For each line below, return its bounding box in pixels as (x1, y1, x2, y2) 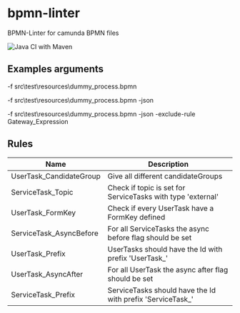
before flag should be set (107, 232, 192, 242)
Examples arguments (7, 63, 104, 76)
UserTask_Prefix (11, 248, 66, 258)
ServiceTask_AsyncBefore (11, 228, 99, 238)
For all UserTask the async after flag (107, 265, 229, 274)
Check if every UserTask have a (107, 203, 214, 213)
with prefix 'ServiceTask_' (107, 294, 194, 304)
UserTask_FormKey (11, 207, 76, 217)
